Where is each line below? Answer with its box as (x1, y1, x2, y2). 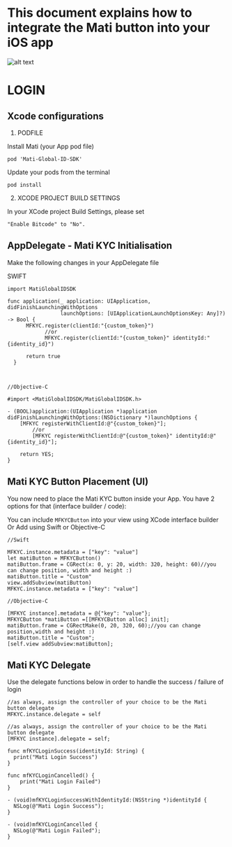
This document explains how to (7, 5, 193, 21)
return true (25, 353, 61, 360)
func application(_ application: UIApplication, (7, 297, 151, 305)
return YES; (20, 450, 54, 457)
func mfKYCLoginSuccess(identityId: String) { (7, 748, 145, 755)
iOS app (7, 35, 54, 50)
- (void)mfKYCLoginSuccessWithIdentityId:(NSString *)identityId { (7, 797, 208, 804)
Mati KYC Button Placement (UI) (7, 476, 148, 487)
